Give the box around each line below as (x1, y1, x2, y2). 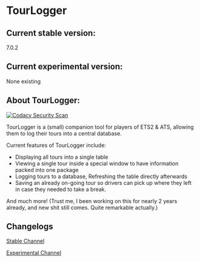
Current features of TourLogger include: (6, 141, 106, 149)
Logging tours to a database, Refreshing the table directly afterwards (15, 173, 188, 180)
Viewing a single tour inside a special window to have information (15, 159, 179, 167)
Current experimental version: (6, 61, 123, 72)
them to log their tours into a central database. (6, 129, 122, 137)
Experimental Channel (6, 249, 62, 257)
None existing (6, 77, 41, 85)
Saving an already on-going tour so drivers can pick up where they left (15, 179, 192, 186)
